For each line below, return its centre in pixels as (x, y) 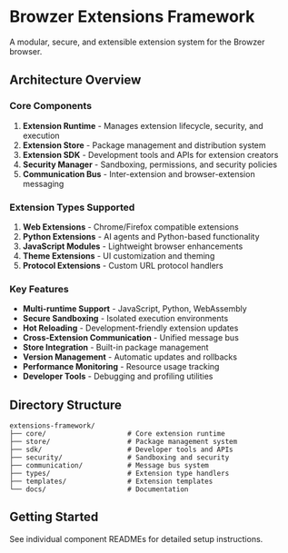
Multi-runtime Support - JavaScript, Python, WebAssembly (134, 309)
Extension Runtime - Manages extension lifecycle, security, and (143, 125)
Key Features (40, 289)
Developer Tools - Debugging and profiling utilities (118, 376)
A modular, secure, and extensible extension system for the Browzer (137, 42)
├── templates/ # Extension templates (111, 482)
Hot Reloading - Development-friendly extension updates (130, 328)
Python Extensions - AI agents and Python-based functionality (141, 236)
